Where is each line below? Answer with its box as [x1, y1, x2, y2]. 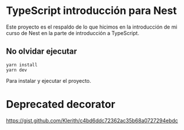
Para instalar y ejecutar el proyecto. [6, 77, 91, 84]
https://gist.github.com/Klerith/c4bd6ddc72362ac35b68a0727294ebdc [6, 117, 179, 124]
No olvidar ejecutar [6, 47, 77, 57]
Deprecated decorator [6, 97, 115, 111]
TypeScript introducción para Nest [6, 4, 177, 17]
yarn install [6, 62, 38, 68]
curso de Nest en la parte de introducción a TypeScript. [6, 29, 140, 36]
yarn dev [6, 67, 27, 73]
